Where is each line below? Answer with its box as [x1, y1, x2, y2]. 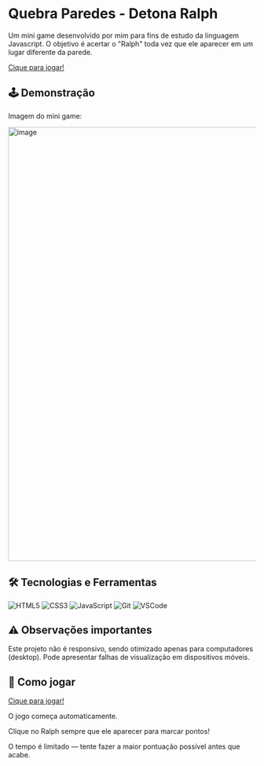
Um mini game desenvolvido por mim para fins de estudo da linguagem [8, 31, 240, 40]
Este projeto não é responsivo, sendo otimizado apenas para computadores [8, 644, 254, 654]
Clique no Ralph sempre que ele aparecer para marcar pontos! [8, 727, 211, 736]
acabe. [8, 750, 31, 760]
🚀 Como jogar [8, 675, 76, 688]
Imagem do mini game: [8, 111, 82, 120]
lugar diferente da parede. [8, 47, 93, 57]
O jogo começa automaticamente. [8, 712, 118, 721]
